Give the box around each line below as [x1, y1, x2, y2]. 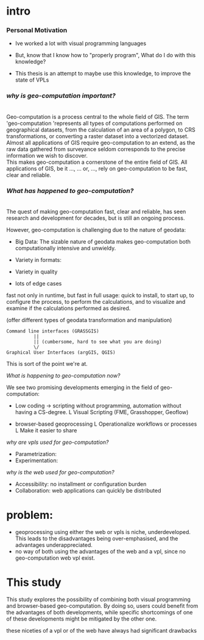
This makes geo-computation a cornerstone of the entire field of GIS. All [6, 158, 188, 166]
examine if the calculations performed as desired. [6, 304, 131, 312]
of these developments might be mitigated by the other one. [6, 615, 157, 622]
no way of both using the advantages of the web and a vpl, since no [15, 548, 186, 555]
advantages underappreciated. [15, 541, 93, 549]
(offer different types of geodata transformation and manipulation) [6, 317, 172, 324]
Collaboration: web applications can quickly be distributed [15, 487, 161, 494]
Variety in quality [15, 268, 58, 275]
